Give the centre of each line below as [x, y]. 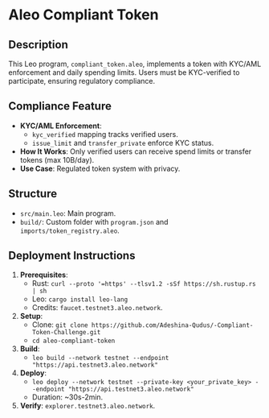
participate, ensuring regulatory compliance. [82, 81]
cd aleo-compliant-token [73, 341]
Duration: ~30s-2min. [67, 397]
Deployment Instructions [72, 256]
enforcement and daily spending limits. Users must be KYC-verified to [124, 72]
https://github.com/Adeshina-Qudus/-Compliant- [172, 325]
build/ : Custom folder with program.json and [94, 221]
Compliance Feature [60, 106]
